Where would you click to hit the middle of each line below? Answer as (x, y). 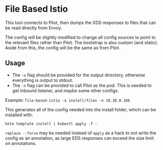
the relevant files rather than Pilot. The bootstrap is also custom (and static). (82, 42)
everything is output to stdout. (43, 80)
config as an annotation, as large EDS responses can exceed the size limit (80, 138)
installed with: (19, 115)
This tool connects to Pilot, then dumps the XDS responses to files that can (81, 23)
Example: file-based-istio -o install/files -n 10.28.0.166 (68, 100)
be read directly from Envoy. (34, 27)
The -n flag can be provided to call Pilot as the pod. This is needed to (82, 85)
